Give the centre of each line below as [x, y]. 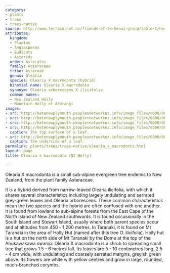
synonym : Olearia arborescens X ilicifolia [56, 90]
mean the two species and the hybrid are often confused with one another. [83, 206]
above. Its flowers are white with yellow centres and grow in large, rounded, [84, 259]
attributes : [18, 33]
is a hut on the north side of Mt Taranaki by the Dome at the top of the [78, 238]
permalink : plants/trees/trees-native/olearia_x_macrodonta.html [75, 146]
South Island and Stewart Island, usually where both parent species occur [82, 222]
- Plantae [20, 43]
